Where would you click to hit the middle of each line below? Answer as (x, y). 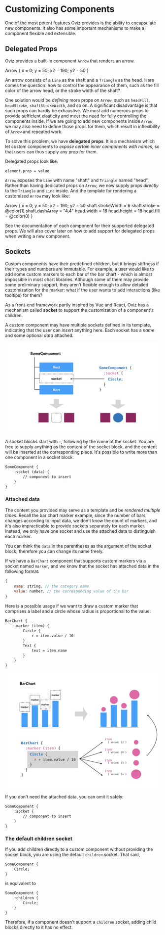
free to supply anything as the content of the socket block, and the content (81, 447)
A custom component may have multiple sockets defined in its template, (78, 325)
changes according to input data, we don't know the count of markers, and (81, 520)
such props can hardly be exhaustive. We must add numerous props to (77, 110)
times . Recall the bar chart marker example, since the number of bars (75, 515)
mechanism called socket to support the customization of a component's (80, 310)
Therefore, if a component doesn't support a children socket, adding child (81, 922)
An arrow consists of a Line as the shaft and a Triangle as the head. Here (80, 80)
